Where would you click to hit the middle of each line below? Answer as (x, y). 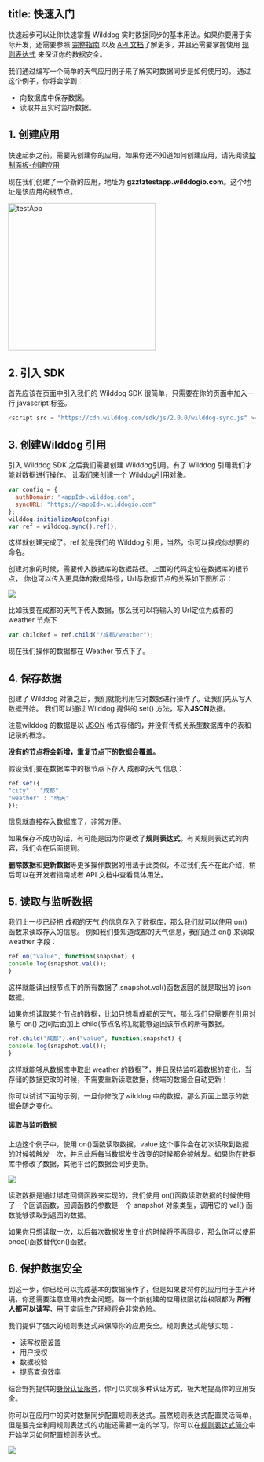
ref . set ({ (24, 784)
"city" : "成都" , (35, 790)
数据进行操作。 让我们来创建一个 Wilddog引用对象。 (106, 475)
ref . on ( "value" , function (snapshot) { (71, 957)
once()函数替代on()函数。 (49, 1241)
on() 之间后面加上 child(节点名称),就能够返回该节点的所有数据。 (126, 1024)
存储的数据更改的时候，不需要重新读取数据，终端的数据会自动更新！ (118, 1079)
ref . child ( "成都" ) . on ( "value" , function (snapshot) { (95, 1039)
